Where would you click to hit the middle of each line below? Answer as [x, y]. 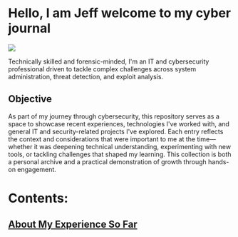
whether [20, 146]
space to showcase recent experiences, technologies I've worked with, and [119, 123]
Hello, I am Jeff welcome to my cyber [119, 13]
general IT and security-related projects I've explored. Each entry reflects [116, 131]
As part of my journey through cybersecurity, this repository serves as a [114, 116]
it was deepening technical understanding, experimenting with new [132, 146]
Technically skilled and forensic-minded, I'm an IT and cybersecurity [109, 61]
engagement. [37, 169]
